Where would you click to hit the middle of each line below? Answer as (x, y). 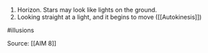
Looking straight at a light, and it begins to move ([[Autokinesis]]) (109, 17)
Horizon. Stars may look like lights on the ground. (87, 10)
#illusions (21, 30)
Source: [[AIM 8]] (32, 43)
